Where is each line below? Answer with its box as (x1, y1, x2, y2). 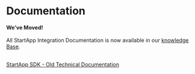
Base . (6, 43, 20, 50)
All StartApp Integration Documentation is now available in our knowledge (6, 36, 189, 44)
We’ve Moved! (6, 24, 43, 31)
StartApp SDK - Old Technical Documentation (6, 61, 119, 68)
